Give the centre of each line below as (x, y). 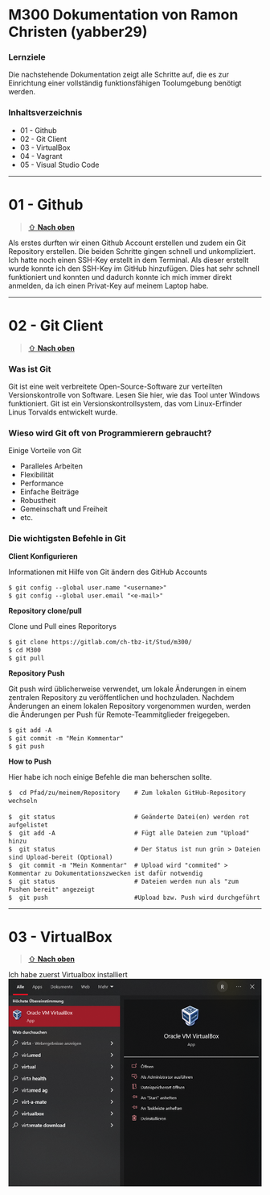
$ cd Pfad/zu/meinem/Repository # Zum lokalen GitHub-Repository (127, 793)
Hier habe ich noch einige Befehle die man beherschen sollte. (110, 777)
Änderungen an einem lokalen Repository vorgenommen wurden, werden (130, 706)
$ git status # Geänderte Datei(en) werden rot (129, 817)
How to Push (30, 761)
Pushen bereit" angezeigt (51, 889)
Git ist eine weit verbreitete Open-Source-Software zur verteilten (116, 386)
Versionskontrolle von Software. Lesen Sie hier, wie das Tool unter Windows (134, 395)
